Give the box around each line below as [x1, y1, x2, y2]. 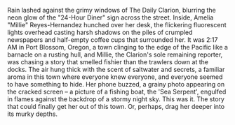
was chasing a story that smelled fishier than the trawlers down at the [7, 58, 209, 66]
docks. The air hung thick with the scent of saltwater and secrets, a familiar [7, 66, 225, 73]
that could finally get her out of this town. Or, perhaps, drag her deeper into [7, 103, 225, 110]
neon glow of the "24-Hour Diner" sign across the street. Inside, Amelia [7, 13, 214, 22]
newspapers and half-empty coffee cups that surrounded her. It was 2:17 [7, 36, 218, 44]
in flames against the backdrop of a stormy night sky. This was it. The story [7, 95, 224, 103]
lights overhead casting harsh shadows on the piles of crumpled [7, 28, 193, 36]
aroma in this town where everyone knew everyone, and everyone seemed [7, 73, 223, 81]
